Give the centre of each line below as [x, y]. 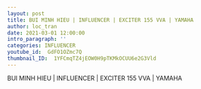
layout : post [26, 13]
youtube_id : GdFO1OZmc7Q [44, 52]
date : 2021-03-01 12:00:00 [46, 33]
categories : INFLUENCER [42, 46]
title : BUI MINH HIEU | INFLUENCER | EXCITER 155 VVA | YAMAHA [101, 20]
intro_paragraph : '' [37, 39]
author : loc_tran [32, 26]
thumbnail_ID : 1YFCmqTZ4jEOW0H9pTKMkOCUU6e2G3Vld [82, 59]
